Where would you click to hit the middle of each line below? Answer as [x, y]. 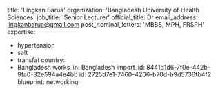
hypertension [36, 45]
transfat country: [41, 60]
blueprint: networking [48, 82]
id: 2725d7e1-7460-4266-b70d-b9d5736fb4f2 [145, 74]
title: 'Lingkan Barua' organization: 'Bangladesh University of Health [103, 10]
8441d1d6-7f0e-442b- [178, 67]
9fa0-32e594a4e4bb [47, 74]
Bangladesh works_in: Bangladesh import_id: [81, 67]
